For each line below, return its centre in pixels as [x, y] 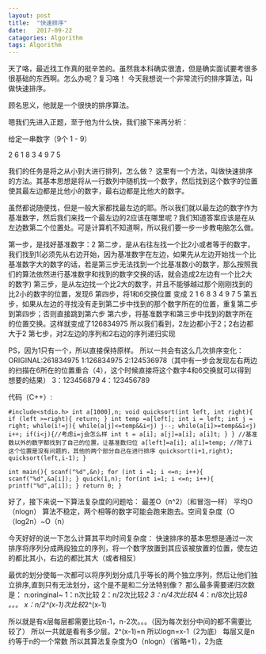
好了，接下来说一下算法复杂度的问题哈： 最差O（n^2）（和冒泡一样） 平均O [131, 502]
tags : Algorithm [35, 45]
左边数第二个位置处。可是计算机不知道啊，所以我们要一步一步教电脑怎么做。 [133, 228]
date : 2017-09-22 [40, 30]
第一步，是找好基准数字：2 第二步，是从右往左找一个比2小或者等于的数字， [131, 245]
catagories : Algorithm [46, 38]
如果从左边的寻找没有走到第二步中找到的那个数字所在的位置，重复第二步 [140, 304]
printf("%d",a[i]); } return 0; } [65, 486]
